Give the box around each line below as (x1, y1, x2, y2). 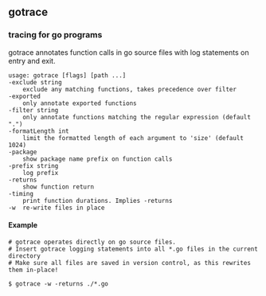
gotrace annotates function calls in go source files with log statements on (8, 47, 249, 57)
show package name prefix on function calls (22, 154, 173, 163)
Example (8, 220, 38, 230)
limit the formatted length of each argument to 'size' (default (22, 134, 244, 142)
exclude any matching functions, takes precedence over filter (22, 85, 237, 93)
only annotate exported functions (22, 99, 137, 107)
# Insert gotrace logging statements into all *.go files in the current (8, 245, 259, 253)
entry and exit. (8, 56, 56, 65)
